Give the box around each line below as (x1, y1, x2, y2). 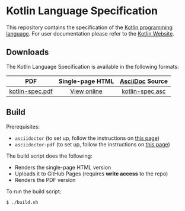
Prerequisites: (6, 123, 40, 130)
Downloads (6, 47, 49, 57)
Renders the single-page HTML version (14, 164, 111, 171)
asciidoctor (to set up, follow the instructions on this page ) (14, 135, 160, 142)
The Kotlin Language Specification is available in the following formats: (6, 63, 179, 70)
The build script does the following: (6, 152, 93, 159)
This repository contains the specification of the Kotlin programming (6, 24, 173, 31)
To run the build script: (6, 188, 62, 195)
